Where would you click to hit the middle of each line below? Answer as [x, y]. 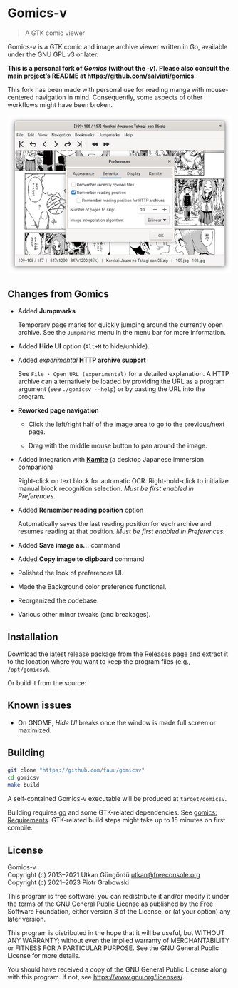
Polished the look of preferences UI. [71, 573]
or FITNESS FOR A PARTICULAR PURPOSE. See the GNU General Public [113, 948]
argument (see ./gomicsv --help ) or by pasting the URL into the [111, 389]
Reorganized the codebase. [58, 600]
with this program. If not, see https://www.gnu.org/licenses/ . [96, 977]
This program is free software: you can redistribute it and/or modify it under [118, 897]
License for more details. [44, 956]
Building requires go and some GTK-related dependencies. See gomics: [112, 812]
